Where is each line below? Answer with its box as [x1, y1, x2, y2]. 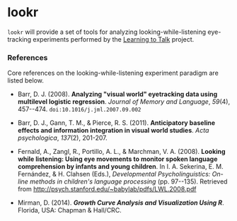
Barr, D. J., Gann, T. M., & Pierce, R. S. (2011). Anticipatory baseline [17, 119, 216, 127]
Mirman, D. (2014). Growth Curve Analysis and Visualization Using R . [17, 198, 224, 207]
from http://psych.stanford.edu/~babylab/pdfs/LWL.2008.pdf [17, 185, 197, 193]
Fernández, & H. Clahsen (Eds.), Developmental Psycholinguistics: [17, 170, 211, 179]
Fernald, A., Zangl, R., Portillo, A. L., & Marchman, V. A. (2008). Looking [17, 148, 226, 156]
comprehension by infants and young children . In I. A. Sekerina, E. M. [17, 162, 224, 171]
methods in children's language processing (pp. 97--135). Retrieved [29, 177, 228, 186]
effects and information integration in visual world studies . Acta [17, 126, 209, 135]
